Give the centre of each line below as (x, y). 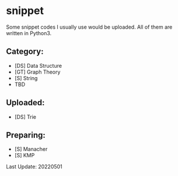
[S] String (26, 78)
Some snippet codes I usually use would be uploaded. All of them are (89, 27)
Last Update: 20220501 (34, 167)
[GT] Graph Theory (37, 72)
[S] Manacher (31, 149)
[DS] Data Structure (38, 65)
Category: (25, 52)
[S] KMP (25, 156)
